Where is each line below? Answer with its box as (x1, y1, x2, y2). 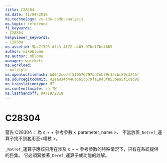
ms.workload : (5, 63, 32, 68)
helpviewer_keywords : (5, 35, 50, 40)
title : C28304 (5, 7, 35, 12)
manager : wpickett (5, 58, 43, 63)
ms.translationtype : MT (5, 81, 55, 86)
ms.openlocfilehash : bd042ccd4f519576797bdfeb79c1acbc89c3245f (5, 72, 140, 77)
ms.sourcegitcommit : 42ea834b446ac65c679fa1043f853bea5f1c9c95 (5, 77, 140, 82)
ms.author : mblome (5, 53, 43, 59)
